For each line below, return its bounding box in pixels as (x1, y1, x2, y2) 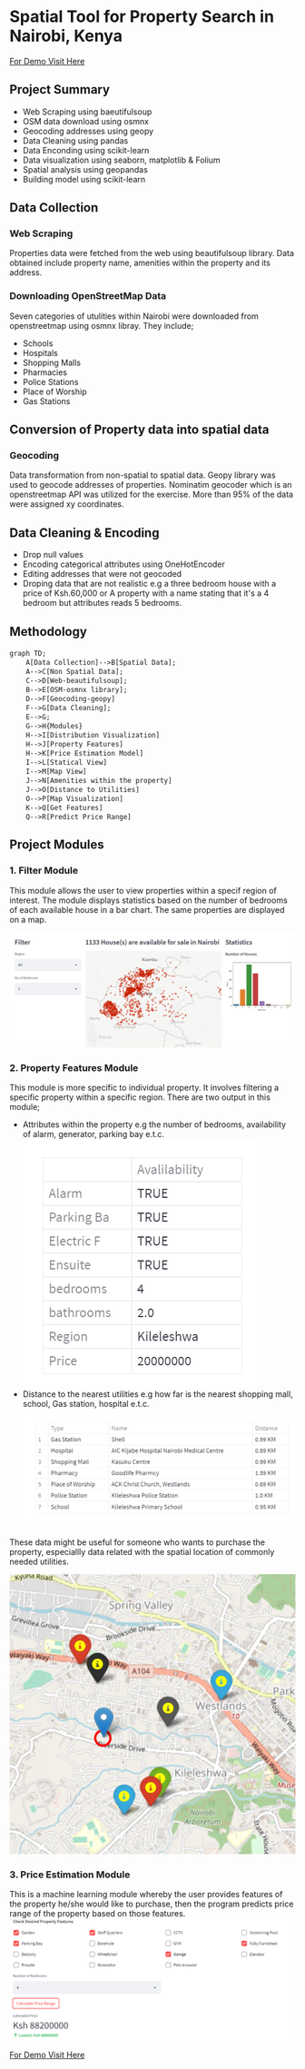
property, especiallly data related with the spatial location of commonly (9, 1546, 275, 1557)
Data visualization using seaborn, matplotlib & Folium (22, 154, 221, 165)
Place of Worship (22, 386, 87, 397)
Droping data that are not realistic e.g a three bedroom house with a (22, 579, 277, 589)
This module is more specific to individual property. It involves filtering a (9, 1083, 280, 1094)
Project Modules (9, 837, 104, 853)
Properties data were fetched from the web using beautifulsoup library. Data (9, 248, 295, 259)
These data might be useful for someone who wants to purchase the (9, 1537, 266, 1548)
